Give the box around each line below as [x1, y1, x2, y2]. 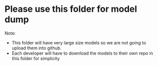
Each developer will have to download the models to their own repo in [11, 50, 153, 56]
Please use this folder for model [4, 3, 137, 15]
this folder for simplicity [11, 55, 60, 61]
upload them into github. [11, 45, 62, 51]
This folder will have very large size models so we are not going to [11, 39, 146, 45]
